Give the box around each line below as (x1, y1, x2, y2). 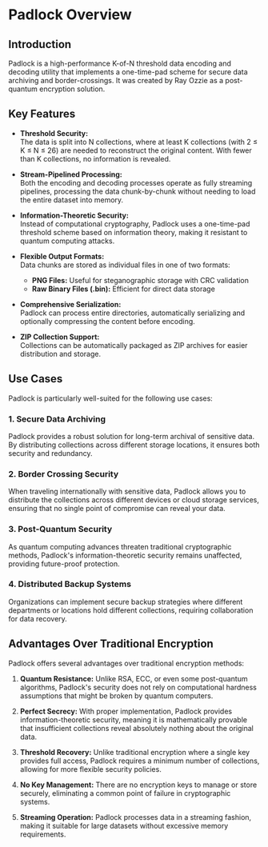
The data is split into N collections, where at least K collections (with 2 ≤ (19, 137, 258, 146)
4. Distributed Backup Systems (8, 578, 132, 589)
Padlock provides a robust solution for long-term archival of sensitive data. (8, 431, 254, 441)
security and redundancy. (8, 448, 93, 457)
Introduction (8, 38, 72, 51)
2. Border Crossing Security (8, 468, 119, 479)
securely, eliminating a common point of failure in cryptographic (19, 788, 231, 797)
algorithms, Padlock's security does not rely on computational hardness (19, 682, 258, 692)
